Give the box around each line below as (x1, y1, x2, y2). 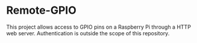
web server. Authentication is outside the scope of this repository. (6, 29, 170, 36)
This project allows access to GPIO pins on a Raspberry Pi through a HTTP (6, 23, 192, 30)
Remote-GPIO (6, 4, 77, 17)
